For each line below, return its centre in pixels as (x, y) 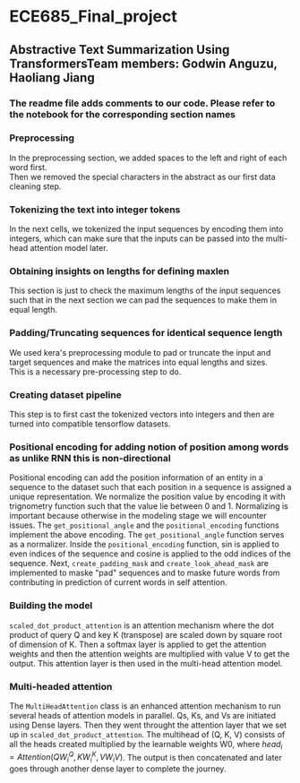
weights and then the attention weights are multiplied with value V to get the (150, 654)
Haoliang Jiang (52, 77)
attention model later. (69, 248)
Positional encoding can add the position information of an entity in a (137, 478)
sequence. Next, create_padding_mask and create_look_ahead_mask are (139, 564)
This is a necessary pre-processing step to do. (95, 371)
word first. (28, 167)
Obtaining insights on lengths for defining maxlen (120, 271)
